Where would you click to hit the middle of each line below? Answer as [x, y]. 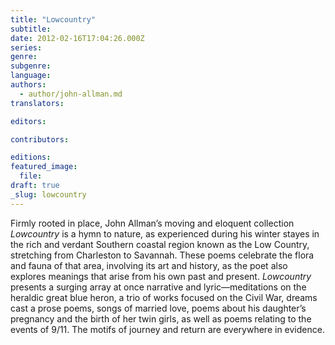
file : [31, 176]
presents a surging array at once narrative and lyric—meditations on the [158, 287]
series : [26, 47]
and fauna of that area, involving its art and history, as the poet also [149, 265]
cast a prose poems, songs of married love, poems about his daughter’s [158, 308]
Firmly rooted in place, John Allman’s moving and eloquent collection [152, 223]
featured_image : [44, 167]
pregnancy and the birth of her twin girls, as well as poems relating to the [161, 318]
